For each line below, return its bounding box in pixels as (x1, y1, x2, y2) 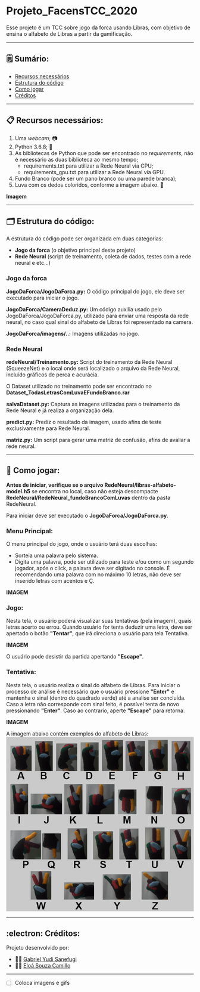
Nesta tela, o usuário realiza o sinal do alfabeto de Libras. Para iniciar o (6, 681, 180, 688)
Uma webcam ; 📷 (14, 134, 58, 141)
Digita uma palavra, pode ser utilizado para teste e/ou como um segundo (14, 558, 194, 565)
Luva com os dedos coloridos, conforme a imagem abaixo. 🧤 (14, 181, 164, 188)
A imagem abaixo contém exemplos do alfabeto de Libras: (6, 730, 149, 737)
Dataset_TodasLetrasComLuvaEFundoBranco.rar (6, 389, 130, 396)
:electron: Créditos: (6, 929, 80, 939)
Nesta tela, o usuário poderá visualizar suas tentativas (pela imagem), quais (6, 617, 192, 625)
